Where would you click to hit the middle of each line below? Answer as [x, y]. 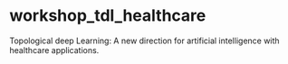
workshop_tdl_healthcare [108, 16]
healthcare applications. [54, 50]
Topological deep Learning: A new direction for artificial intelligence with [144, 41]
